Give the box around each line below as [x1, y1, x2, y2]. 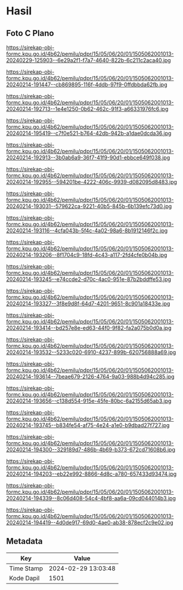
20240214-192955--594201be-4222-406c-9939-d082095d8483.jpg [6, 178, 178, 185]
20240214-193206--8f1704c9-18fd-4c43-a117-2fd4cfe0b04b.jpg [6, 252, 168, 258]
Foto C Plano [6, 28, 54, 38]
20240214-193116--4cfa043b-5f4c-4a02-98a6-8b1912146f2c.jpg [6, 227, 168, 234]
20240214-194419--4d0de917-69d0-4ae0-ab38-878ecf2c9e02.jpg [6, 519, 174, 526]
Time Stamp [9, 564, 44, 573]
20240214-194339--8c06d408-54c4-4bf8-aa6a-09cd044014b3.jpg [6, 495, 176, 501]
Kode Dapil [9, 574, 40, 582]
